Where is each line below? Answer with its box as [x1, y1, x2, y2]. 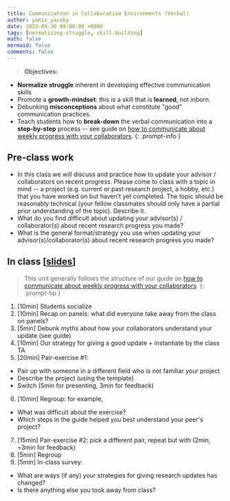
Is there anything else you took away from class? [17, 486, 156, 494]
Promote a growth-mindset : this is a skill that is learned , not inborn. [17, 95, 211, 103]
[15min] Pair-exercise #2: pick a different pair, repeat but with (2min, [17, 436, 211, 444]
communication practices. [17, 109, 92, 118]
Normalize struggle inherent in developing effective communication [17, 81, 211, 89]
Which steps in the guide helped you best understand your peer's [17, 415, 204, 423]
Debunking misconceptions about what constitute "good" [17, 103, 182, 111]
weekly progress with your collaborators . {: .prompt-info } [17, 131, 181, 140]
